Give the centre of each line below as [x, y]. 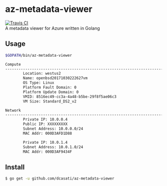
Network [13, 110]
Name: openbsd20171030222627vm [55, 78]
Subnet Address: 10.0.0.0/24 [53, 129]
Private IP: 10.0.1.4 [45, 142]
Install [15, 167]
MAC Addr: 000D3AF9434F [47, 152]
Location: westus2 [42, 74]
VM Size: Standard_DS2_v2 [50, 101]
